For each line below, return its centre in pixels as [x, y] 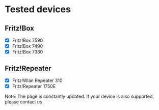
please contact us [23, 102]
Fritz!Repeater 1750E [34, 86]
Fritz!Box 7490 [28, 46]
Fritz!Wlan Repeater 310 [37, 80]
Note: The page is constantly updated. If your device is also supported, [79, 97]
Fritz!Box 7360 [28, 52]
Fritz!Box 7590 [28, 40]
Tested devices [38, 9]
